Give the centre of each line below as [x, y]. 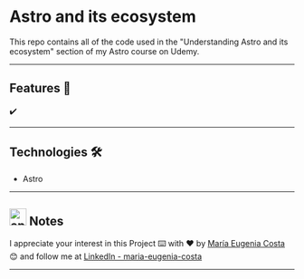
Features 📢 [40, 88]
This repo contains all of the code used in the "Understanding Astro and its [149, 42]
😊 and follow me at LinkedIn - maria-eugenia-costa [106, 256]
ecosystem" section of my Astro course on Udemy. [104, 51]
